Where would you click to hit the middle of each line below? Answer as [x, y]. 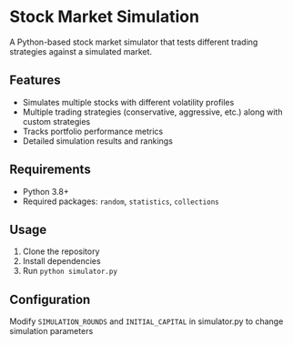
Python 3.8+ [46, 191]
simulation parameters [51, 331]
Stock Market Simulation [105, 17]
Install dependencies [62, 261]
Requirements [50, 170]
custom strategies [56, 121]
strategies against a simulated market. [81, 51]
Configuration [50, 299]
